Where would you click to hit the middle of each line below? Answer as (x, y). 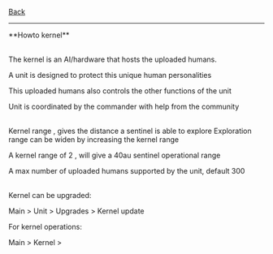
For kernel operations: (45, 227)
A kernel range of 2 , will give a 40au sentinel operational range (115, 155)
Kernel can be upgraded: (50, 195)
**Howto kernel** (39, 35)
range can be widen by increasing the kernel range (94, 140)
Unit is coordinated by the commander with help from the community (124, 106)
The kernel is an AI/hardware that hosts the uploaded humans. (113, 59)
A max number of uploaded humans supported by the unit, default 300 (127, 171)
